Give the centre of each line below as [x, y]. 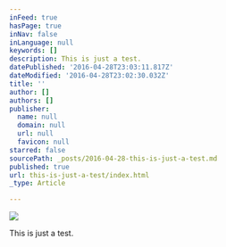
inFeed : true [33, 17]
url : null [35, 134]
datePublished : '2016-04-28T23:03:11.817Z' [92, 68]
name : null [38, 117]
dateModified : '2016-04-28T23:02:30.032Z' [89, 76]
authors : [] [31, 100]
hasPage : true [36, 26]
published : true [39, 167]
